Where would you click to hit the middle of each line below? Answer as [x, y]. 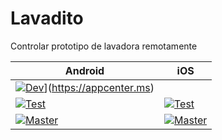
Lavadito [47, 18]
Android [84, 70]
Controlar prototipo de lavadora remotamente [104, 46]
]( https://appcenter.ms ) [99, 87]
